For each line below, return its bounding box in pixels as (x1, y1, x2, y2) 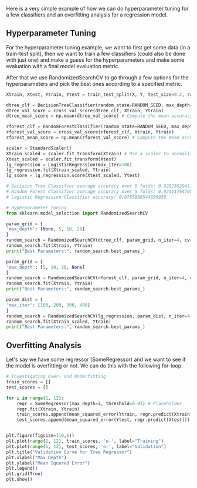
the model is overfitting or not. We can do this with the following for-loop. (6, 362, 183, 369)
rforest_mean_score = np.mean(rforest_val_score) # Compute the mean (6, 135, 180, 141)
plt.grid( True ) (6, 471, 43, 477)
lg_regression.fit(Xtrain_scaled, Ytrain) (6, 167, 111, 173)
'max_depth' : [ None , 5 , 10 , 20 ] (6, 226, 85, 232)
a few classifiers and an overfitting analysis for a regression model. (6, 11, 168, 18)
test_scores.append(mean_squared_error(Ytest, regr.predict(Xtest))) (16, 417, 191, 423)
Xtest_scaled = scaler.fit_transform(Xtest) (6, 156, 117, 162)
